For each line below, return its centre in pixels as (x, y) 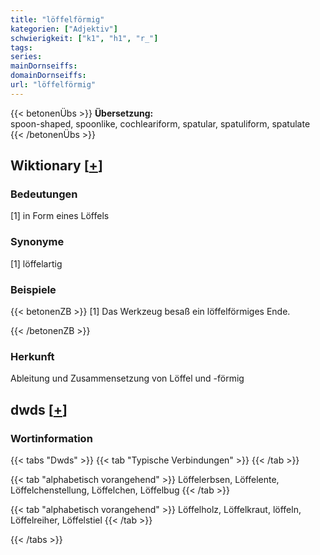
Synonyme (37, 242)
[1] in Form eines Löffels (60, 216)
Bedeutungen (44, 194)
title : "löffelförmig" (57, 19)
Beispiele (33, 289)
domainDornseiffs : (48, 76)
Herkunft (32, 356)
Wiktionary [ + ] (56, 166)
